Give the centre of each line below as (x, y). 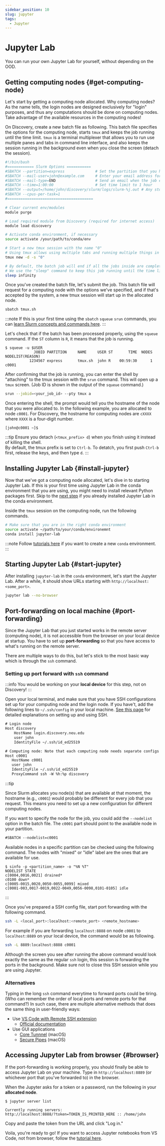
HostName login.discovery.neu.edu (49, 733)
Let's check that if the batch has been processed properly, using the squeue (82, 334)
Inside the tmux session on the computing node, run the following (71, 510)
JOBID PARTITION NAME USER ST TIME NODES (93, 352)
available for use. (23, 857)
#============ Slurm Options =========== (48, 167)
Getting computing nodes (45, 82)
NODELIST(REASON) (23, 357)
